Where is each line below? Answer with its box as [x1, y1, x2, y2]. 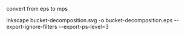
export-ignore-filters [6, 23, 57, 30]
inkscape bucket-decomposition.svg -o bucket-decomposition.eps [6, 17, 173, 23]
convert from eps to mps [6, 5, 68, 12]
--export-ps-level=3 [58, 23, 109, 30]
